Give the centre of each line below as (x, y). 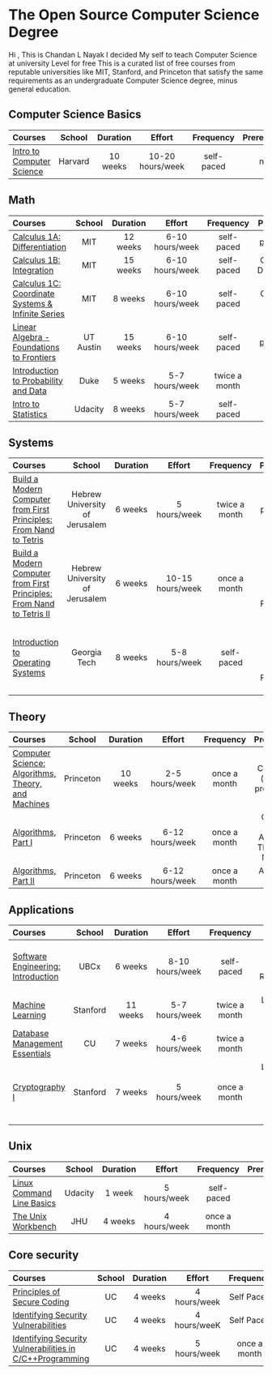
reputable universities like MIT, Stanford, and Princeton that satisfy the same (136, 71)
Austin (89, 347)
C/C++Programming (51, 1358)
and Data (30, 391)
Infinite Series (38, 314)
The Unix (30, 1216)
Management (38, 1043)
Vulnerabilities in (44, 1348)
